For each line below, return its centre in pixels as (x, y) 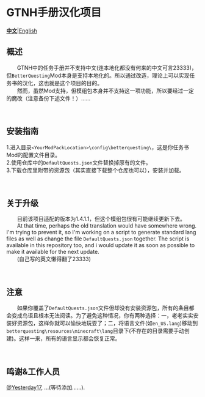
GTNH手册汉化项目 (54, 13)
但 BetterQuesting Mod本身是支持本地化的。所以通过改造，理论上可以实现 (98, 75)
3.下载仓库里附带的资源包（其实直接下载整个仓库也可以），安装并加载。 (95, 170)
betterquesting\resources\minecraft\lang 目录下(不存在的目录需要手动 (95, 331)
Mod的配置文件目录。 (34, 155)
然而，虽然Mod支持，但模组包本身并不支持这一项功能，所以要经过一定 (106, 91)
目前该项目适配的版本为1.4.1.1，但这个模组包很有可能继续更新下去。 (102, 219)
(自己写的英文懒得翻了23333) (54, 259)
